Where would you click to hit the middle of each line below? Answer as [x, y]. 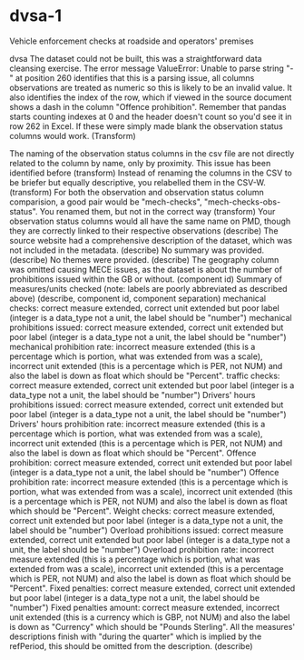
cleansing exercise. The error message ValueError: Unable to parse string [147, 68]
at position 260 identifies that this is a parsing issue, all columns [135, 77]
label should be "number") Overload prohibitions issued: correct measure [147, 530]
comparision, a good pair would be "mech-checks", [106, 202]
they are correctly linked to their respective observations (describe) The [144, 230]
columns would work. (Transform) [73, 135]
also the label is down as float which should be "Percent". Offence [133, 453]
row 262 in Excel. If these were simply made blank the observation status [146, 126]
